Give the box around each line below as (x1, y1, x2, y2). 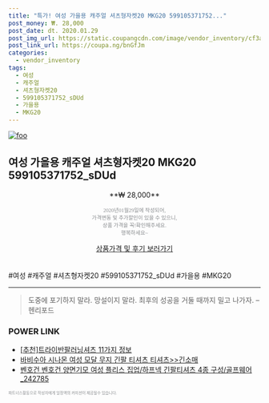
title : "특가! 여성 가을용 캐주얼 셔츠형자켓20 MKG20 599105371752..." (8, 11, 227, 20)
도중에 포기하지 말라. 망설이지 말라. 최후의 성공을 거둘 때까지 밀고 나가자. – (27, 295, 260, 304)
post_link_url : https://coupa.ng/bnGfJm (8, 42, 146, 50)
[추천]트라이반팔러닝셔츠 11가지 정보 (19, 345, 132, 355)
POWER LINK (8, 325, 60, 337)
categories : (8, 49, 48, 57)
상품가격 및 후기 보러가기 (95, 244, 174, 253)
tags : (8, 64, 26, 72)
